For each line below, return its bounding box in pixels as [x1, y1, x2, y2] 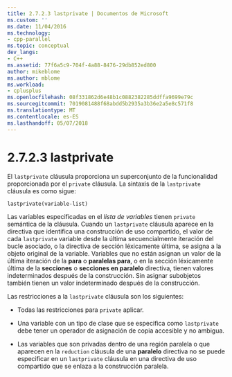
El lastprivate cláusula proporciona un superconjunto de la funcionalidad [7, 173, 218, 181]
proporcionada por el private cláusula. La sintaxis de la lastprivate [7, 179, 201, 188]
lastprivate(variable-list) [7, 200, 89, 208]
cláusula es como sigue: [7, 187, 76, 195]
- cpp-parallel [7, 36, 51, 43]
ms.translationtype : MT [7, 107, 76, 114]
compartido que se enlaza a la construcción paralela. [17, 362, 169, 371]
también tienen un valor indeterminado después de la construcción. [7, 279, 200, 288]
